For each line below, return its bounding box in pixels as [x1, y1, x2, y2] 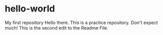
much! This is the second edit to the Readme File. [5, 24, 108, 30]
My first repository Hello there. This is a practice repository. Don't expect [5, 19, 158, 25]
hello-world [5, 3, 56, 14]
